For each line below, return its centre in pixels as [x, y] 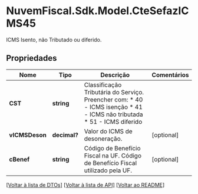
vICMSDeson [28, 135]
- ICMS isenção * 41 [113, 107]
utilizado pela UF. [108, 170]
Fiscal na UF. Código [113, 156]
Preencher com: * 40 [113, 100]
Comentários [170, 75]
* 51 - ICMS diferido [113, 121]
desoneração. [103, 139]
